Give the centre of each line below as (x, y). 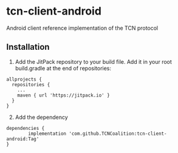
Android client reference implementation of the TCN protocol (82, 28)
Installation (28, 47)
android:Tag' (23, 139)
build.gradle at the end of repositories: (63, 68)
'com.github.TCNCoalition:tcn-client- (118, 134)
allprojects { (24, 79)
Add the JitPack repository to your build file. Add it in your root (93, 61)
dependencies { (26, 128)
